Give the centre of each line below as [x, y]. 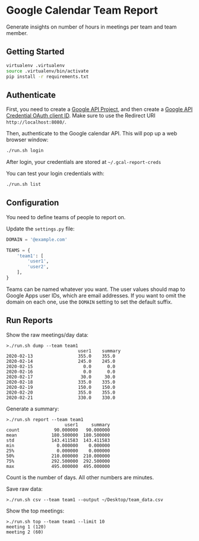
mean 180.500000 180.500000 [58, 435]
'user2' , [38, 267]
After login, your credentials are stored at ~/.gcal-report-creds [84, 162]
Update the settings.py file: [40, 229]
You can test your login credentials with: [55, 173]
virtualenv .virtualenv [36, 65]
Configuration [33, 203]
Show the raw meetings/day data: [48, 335]
